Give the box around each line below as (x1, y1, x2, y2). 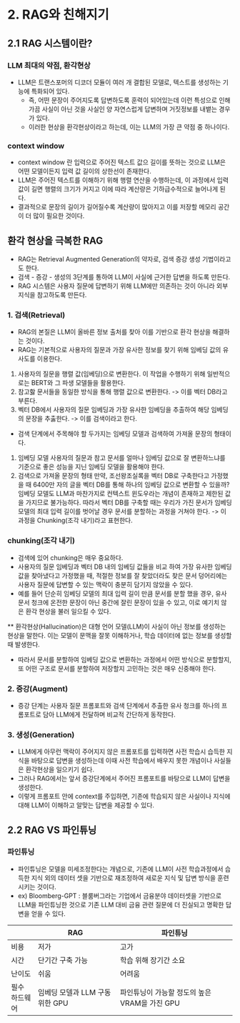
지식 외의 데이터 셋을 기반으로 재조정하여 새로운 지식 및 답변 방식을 (31, 873, 216, 882)
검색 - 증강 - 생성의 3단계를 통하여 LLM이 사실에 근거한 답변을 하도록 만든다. (17, 272, 231, 281)
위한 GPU (38, 998, 69, 1008)
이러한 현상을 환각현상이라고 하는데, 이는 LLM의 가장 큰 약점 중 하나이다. (28, 122, 230, 131)
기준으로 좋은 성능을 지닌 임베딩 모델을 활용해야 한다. (17, 462, 165, 471)
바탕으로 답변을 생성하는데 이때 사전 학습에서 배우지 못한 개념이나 (31, 757, 213, 765)
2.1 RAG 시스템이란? (7, 37, 93, 49)
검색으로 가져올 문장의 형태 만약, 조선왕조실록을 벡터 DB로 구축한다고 (17, 471, 210, 480)
